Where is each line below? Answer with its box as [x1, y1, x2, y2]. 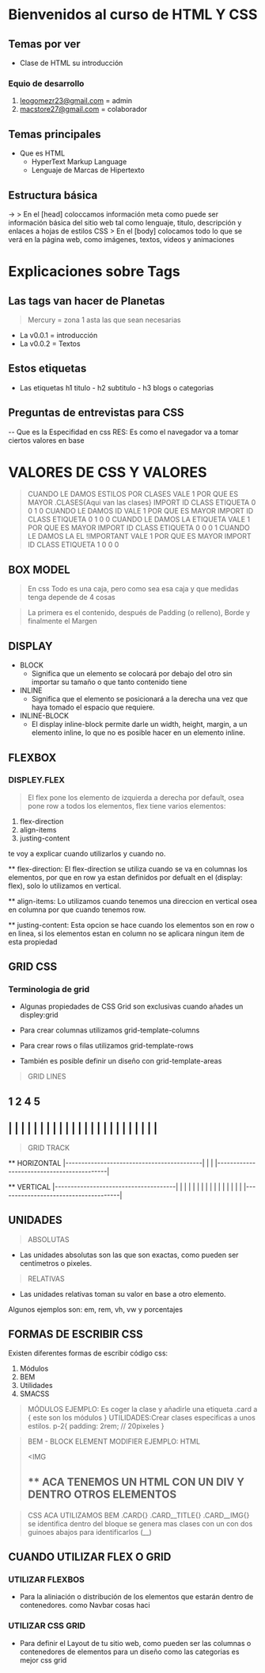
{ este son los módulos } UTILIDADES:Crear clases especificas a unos [27, 1413, 256, 1422]
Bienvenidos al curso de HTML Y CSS [8, 6, 258, 24]
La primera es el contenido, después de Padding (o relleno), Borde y [27, 608, 251, 617]
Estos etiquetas [8, 362, 87, 375]
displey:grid [19, 1010, 59, 1020]
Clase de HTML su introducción [19, 58, 123, 67]
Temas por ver [8, 37, 81, 51]
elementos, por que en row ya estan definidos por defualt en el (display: [8, 872, 243, 882]
